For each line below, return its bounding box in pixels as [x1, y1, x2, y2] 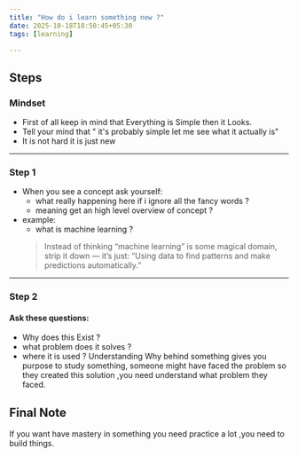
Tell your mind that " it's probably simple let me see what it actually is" [21, 126, 279, 138]
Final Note [9, 405, 67, 420]
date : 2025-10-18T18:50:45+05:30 [9, 21, 133, 30]
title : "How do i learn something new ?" [9, 12, 165, 22]
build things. [9, 438, 55, 449]
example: [21, 215, 56, 225]
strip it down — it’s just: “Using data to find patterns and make [43, 250, 271, 262]
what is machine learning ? [35, 224, 134, 235]
